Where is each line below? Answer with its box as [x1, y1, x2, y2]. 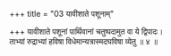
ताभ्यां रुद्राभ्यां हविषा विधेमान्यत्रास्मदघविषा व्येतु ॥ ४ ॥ [9, 36, 158, 46]
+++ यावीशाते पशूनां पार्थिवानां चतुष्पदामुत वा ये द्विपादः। [9, 27, 164, 36]
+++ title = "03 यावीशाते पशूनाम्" [9, 9, 115, 19]
